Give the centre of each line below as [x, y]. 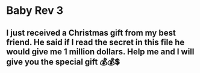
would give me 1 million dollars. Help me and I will [100, 52]
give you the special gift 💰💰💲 [63, 62]
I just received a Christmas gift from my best [91, 33]
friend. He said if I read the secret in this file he [95, 42]
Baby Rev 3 [35, 11]
